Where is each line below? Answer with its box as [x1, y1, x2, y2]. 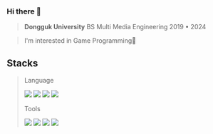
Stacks [6, 57, 38, 69]
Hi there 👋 [6, 6, 42, 16]
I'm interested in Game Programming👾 [24, 36, 137, 45]
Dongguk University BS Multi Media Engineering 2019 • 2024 [24, 23, 207, 31]
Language [24, 76, 54, 85]
